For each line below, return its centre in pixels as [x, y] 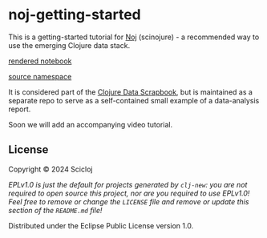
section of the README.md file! [55, 210]
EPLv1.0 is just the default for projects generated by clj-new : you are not [128, 184]
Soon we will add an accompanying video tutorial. [91, 124]
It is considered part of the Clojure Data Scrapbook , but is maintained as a [130, 92]
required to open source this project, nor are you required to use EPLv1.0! [129, 193]
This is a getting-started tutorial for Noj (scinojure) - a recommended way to [134, 37]
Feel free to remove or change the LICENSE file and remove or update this [129, 201]
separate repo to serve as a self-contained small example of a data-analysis [134, 100]
